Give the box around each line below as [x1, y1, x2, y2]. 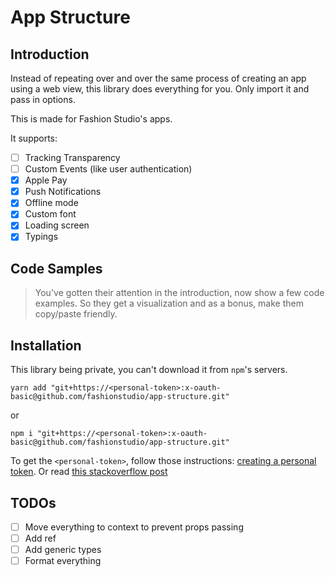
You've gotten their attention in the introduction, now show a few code [34, 287, 325, 299]
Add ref [24, 532, 57, 544]
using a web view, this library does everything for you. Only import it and [10, 83, 310, 95]
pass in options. [10, 94, 76, 105]
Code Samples [10, 260, 103, 277]
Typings [24, 231, 59, 243]
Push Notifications [24, 186, 102, 198]
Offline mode [24, 197, 79, 209]
